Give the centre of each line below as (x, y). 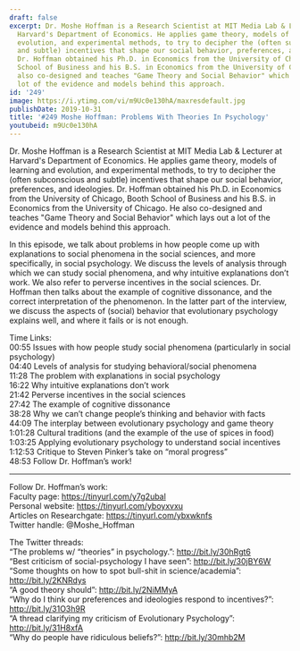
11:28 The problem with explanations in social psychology (115, 376)
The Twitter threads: (46, 542)
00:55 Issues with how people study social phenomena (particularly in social (150, 347)
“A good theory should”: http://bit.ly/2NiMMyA (94, 590)
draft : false (33, 17)
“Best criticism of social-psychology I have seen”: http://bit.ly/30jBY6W (140, 561)
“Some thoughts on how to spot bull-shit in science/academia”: (125, 571)
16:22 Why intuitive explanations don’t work (89, 385)
